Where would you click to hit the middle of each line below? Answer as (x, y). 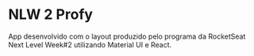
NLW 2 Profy (51, 15)
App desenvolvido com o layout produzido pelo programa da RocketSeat (127, 36)
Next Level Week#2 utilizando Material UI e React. (90, 44)
